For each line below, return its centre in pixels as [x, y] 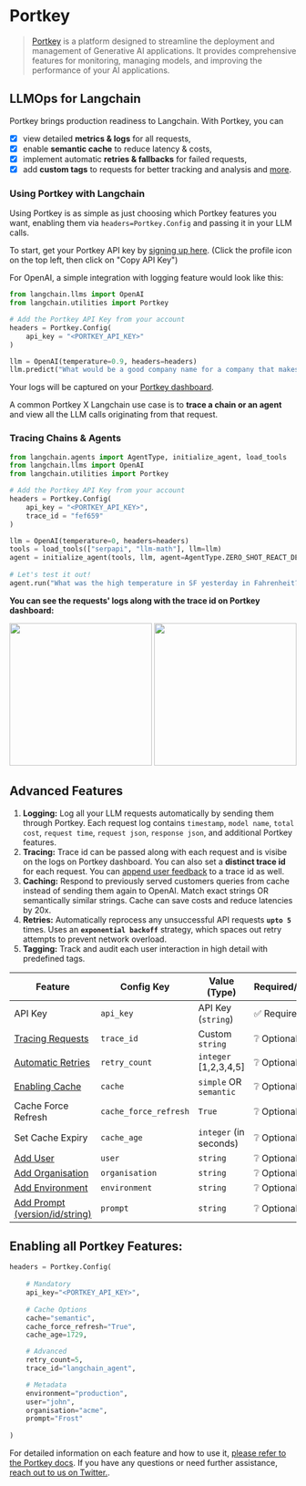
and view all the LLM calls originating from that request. [114, 415]
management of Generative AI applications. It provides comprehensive [164, 50]
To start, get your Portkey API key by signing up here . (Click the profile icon [151, 251]
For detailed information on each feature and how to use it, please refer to [148, 1453]
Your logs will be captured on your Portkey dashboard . [112, 387]
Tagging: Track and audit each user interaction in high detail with [145, 948]
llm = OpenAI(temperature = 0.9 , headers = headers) [103, 361]
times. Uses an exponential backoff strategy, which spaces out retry [152, 929]
